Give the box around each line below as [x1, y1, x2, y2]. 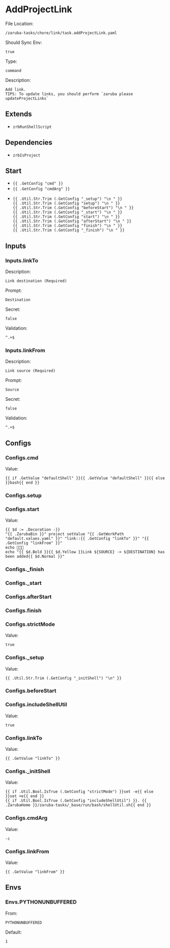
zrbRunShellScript [12, 124, 52, 129]
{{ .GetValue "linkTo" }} [5, 756, 60, 761]
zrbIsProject [12, 152, 41, 158]
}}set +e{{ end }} [5, 794, 44, 799]
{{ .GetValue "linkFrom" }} [5, 869, 65, 874]
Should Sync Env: [5, 39, 42, 46]
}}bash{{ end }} [5, 480, 40, 485]
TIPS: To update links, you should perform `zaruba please [5, 91, 133, 97]
